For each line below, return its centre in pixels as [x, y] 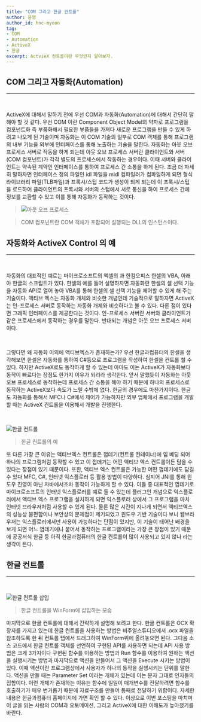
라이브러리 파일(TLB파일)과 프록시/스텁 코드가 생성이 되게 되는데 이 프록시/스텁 [98, 182]
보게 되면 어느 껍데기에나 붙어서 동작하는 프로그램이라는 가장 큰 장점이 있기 [93, 529]
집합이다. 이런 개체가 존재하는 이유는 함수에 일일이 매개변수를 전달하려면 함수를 [98, 683]
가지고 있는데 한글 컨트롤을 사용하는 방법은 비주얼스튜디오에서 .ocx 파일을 [108, 630]
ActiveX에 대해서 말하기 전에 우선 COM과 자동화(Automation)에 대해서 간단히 [97, 115]
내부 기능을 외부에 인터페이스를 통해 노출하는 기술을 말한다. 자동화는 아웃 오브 [103, 145]
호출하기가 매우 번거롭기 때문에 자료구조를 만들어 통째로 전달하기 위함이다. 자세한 [100, 690]
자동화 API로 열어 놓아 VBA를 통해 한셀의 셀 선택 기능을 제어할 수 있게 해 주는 [102, 291]
